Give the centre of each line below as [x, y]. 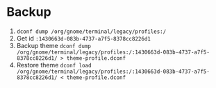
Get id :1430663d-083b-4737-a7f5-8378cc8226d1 [83, 38]
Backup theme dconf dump [54, 45]
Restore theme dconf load [54, 65]
